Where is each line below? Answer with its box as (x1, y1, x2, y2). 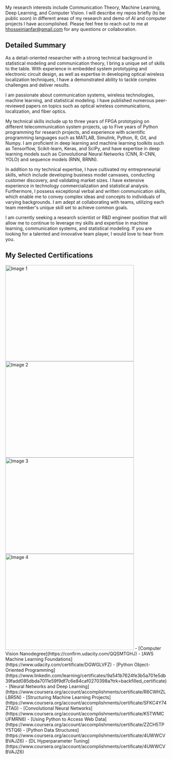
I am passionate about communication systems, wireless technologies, (5, 92, 155, 98)
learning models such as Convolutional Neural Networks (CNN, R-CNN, (5, 151, 157, 157)
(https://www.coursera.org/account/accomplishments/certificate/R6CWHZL (5, 689, 166, 695)
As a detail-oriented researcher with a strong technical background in (5, 54, 152, 61)
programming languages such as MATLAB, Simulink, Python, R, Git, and (5, 134, 157, 141)
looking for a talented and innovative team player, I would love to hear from (5, 230, 164, 237)
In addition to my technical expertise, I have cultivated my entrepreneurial (5, 166, 161, 172)
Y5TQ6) (5, 727, 22, 733)
